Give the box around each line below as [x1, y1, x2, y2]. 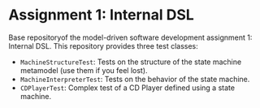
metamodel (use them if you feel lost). [19, 65, 148, 75]
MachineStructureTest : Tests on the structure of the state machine [19, 57, 242, 67]
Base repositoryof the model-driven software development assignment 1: [8, 32, 253, 42]
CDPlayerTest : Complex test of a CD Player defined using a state [19, 83, 236, 93]
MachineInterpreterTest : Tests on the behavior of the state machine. [19, 74, 250, 84]
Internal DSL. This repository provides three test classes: [8, 41, 199, 50]
